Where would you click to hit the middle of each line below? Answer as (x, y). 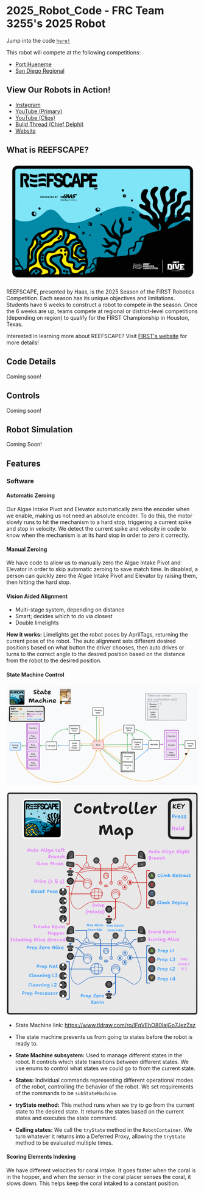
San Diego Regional (40, 70)
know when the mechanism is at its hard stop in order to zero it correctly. (98, 535)
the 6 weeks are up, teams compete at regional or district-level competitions (102, 311)
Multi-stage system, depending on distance (70, 610)
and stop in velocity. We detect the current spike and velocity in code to (97, 529)
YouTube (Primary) (39, 111)
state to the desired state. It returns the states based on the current (100, 1111)
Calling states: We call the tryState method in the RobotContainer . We (104, 1129)
